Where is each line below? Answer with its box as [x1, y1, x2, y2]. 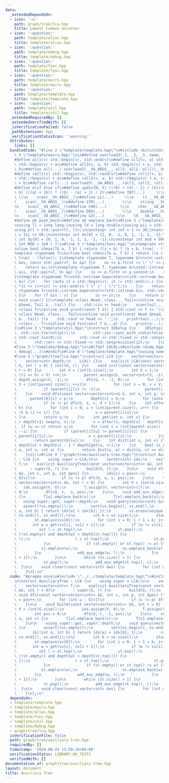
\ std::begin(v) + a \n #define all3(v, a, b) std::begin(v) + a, [14, 162, 152, 167]
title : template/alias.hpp [14, 40, 71, 45]
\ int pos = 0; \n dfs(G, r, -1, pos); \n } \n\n [14, 611, 152, 616]
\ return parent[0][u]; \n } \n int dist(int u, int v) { [14, 438, 163, 443]
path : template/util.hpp [14, 106, 66, 111]
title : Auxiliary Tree [5, 770, 53, 775]
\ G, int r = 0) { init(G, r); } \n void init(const [14, 363, 132, 368]
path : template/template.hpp [14, 92, 75, 97]
